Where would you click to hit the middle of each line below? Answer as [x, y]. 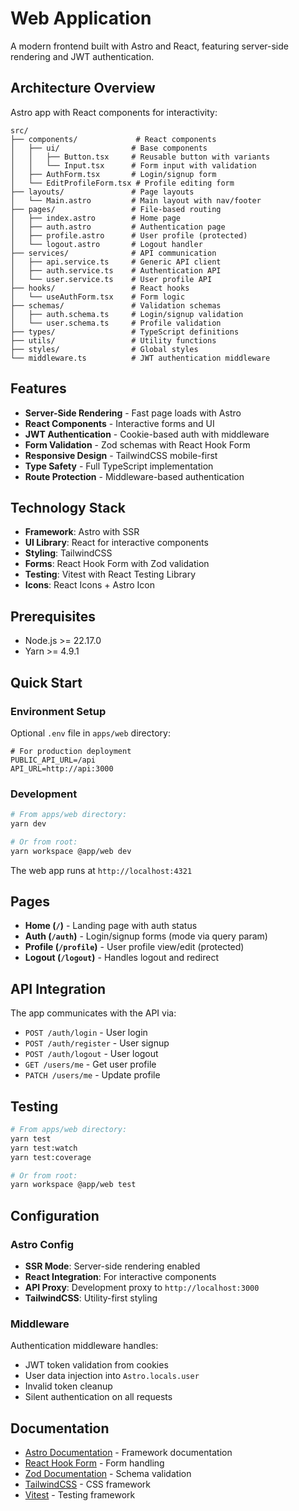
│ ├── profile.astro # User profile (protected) [129, 235]
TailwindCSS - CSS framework [88, 1484]
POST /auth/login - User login [86, 1033]
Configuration [55, 1215]
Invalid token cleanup [68, 1386]
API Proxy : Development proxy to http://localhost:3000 [142, 1288]
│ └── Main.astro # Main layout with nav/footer [136, 200]
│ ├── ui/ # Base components [109, 148]
